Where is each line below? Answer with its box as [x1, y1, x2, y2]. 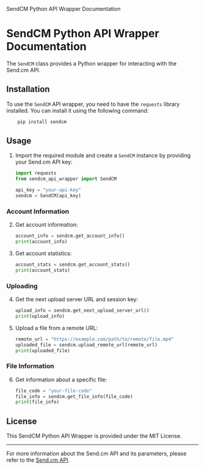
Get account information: [15, 221, 78, 228]
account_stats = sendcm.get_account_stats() [15, 261, 131, 268]
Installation [6, 84, 50, 94]
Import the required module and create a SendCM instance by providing [15, 152, 191, 159]
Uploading [6, 282, 38, 290]
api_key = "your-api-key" [15, 187, 81, 193]
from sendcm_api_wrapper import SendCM [15, 176, 117, 182]
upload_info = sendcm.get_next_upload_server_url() [15, 307, 149, 314]
